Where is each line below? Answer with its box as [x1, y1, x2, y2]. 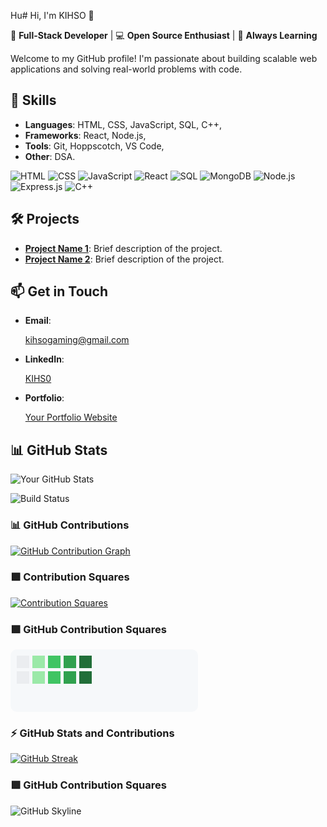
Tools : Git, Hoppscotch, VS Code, [24, 140, 165, 152]
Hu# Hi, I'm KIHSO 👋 [10, 10, 95, 21]
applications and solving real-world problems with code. [10, 63, 243, 75]
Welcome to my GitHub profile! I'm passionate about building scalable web [10, 53, 318, 64]
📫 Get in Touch [10, 283, 109, 300]
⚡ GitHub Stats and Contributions [10, 726, 175, 740]
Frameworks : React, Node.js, [24, 129, 147, 141]
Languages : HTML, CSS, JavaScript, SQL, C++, [24, 118, 222, 130]
